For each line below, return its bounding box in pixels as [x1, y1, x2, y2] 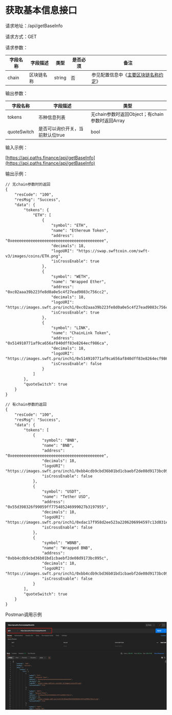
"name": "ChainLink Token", [51, 330, 111, 336]
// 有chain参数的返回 [5, 402, 47, 407]
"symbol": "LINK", [51, 325, 91, 331]
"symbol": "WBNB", [41, 540, 81, 545]
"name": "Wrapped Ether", [51, 279, 106, 284]
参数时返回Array [91, 117, 125, 124]
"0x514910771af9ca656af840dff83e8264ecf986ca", [5, 340, 109, 346]
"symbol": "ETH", [51, 222, 88, 228]
